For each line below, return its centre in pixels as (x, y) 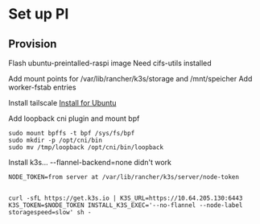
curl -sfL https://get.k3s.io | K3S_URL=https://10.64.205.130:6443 (126, 198)
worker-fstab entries (42, 87)
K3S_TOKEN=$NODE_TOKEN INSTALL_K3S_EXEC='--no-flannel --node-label (126, 205)
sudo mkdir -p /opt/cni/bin (56, 140)
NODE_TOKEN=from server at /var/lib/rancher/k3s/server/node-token (124, 177)
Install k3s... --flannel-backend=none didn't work (90, 162)
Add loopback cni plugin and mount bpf (74, 118)
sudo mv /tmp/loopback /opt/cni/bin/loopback (86, 147)
